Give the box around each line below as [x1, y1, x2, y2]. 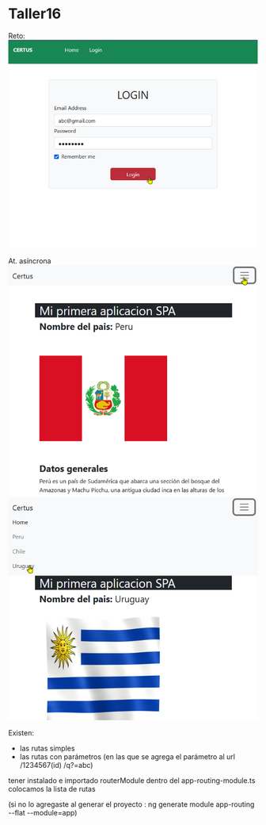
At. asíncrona [8, 255, 51, 266]
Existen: [8, 728, 34, 738]
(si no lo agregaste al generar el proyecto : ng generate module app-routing [8, 800, 255, 809]
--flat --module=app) [8, 808, 78, 818]
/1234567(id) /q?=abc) [19, 761, 93, 770]
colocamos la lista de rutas [8, 785, 97, 794]
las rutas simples [19, 743, 75, 754]
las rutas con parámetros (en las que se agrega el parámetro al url [19, 752, 236, 762]
